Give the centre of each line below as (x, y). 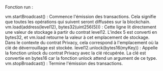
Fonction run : (19, 7)
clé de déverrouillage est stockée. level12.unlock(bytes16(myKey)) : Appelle (81, 48)
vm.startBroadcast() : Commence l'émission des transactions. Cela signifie (81, 16)
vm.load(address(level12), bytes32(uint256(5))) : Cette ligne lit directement (81, 27)
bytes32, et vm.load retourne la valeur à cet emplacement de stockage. (77, 37)
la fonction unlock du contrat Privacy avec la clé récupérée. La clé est (76, 53)
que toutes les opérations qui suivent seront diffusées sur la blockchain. (78, 22)
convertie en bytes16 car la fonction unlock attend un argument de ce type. (81, 58)
